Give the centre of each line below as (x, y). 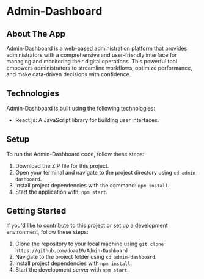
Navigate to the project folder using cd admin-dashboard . (86, 257)
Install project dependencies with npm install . (74, 263)
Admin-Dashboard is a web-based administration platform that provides (97, 48)
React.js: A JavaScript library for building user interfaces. (87, 120)
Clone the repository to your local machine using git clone (89, 244)
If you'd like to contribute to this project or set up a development (87, 226)
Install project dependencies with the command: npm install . (92, 185)
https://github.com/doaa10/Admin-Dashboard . (74, 250)
